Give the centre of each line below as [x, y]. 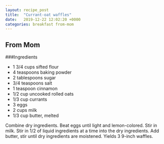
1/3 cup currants [30, 99]
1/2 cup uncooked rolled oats [43, 94]
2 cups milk [25, 110]
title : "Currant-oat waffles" [38, 15]
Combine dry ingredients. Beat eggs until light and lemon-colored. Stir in [81, 126]
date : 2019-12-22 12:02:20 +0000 [43, 19]
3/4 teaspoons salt [32, 83]
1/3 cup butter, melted [36, 116]
